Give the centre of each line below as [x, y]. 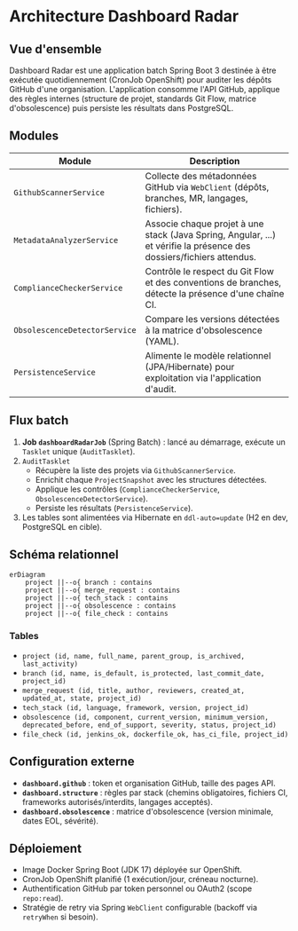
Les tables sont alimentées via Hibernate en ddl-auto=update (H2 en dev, [155, 517]
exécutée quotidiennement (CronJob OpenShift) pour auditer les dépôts [141, 80]
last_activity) [50, 664]
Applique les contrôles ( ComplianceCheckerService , [127, 489]
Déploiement [46, 848]
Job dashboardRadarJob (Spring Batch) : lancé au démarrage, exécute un [153, 442]
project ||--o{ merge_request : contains [102, 591]
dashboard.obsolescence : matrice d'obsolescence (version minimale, [148, 811]
